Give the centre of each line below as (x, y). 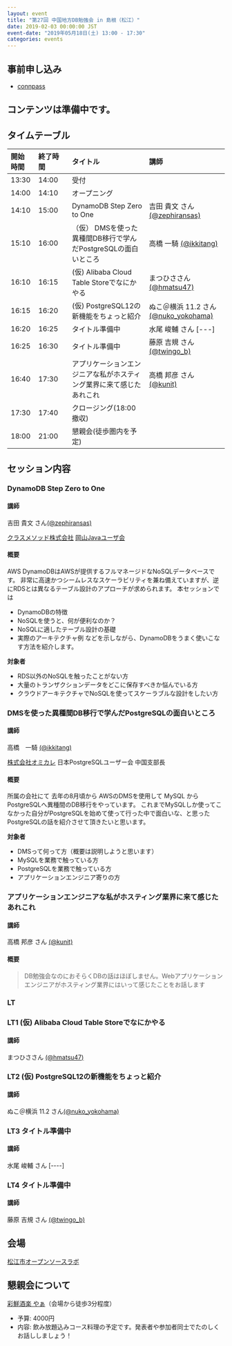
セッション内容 (39, 468)
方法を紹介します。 (50, 646)
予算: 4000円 (36, 1318)
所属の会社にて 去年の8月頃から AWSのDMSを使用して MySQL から (103, 796)
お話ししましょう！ (45, 1335)
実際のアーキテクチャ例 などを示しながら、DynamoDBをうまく (106, 638)
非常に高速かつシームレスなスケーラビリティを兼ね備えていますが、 (117, 580)
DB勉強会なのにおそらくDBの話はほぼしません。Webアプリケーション (123, 976)
